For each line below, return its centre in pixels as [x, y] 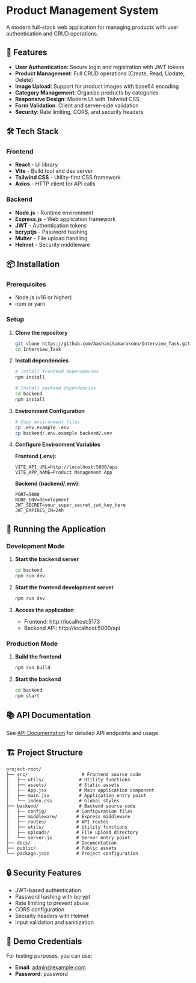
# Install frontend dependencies [57, 372]
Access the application [44, 610]
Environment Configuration [50, 411]
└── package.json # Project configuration [72, 854]
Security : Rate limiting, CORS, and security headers [79, 111]
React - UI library [36, 165]
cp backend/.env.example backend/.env [63, 433]
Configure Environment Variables [57, 445]
